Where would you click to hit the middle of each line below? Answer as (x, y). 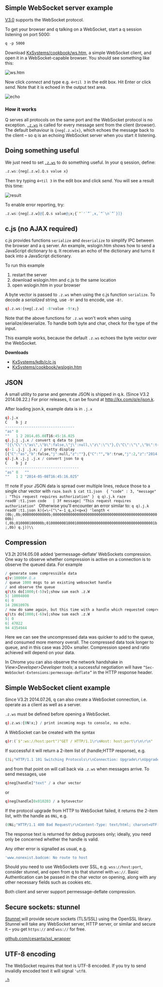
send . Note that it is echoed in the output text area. (56, 87)
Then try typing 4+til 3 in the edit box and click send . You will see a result (80, 180)
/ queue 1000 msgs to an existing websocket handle (58, 582)
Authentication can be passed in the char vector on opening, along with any (81, 877)
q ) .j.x (12, 418)
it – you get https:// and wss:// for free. (46, 929)
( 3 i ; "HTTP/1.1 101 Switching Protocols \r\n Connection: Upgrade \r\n (75, 760)
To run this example (25, 266)
